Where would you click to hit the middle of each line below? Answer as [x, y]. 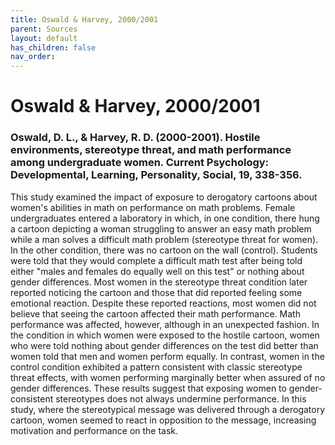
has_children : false [53, 47]
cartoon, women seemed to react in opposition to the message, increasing [163, 420]
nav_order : [33, 57]
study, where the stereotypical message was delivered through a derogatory [168, 409]
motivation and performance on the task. [94, 430]
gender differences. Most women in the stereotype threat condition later [159, 282]
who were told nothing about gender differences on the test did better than [164, 345]
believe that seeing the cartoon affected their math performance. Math [155, 313]
